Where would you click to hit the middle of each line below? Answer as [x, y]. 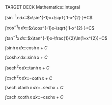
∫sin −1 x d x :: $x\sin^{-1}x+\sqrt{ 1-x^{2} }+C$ [49, 17]
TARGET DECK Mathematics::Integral [42, 7]
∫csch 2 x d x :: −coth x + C [29, 77]
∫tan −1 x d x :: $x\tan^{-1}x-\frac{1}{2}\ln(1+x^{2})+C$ [56, 38]
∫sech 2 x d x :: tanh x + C [27, 67]
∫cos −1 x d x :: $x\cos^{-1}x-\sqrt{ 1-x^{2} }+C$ [50, 28]
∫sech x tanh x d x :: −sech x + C [34, 88]
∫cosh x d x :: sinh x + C [26, 57]
